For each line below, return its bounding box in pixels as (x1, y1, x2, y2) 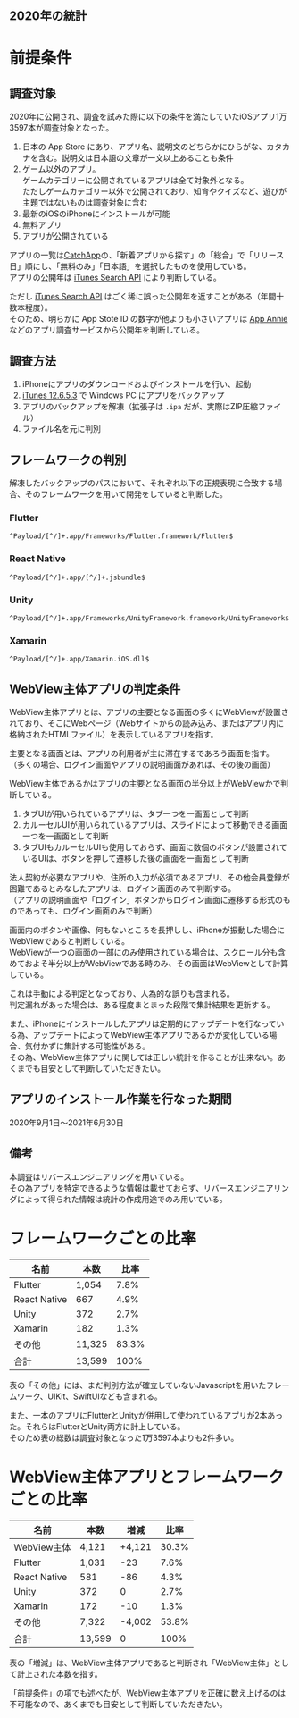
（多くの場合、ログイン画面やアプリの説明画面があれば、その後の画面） (9, 759, 275, 771)
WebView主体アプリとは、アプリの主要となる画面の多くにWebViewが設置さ (9, 707, 289, 718)
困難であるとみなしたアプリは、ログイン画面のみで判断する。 (9, 883, 237, 894)
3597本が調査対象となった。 (9, 122, 114, 133)
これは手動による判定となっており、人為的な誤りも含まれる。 (9, 989, 235, 999)
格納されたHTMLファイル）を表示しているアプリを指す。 (9, 729, 219, 740)
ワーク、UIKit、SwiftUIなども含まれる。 (16, 1391, 162, 1402)
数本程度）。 (9, 302, 53, 313)
